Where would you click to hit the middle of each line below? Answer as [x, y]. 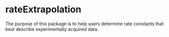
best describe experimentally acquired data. [52, 29]
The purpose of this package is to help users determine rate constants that [85, 24]
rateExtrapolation [43, 10]
